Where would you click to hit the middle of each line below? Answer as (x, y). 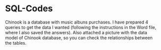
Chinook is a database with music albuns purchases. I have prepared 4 (77, 22)
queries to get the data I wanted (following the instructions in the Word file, (81, 27)
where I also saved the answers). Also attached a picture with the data (76, 32)
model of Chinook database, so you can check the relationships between (79, 38)
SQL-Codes (29, 9)
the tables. (16, 43)
